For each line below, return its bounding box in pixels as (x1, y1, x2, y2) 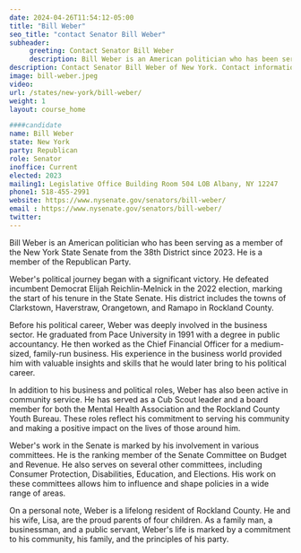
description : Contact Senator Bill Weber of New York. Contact (9, 64, 251, 73)
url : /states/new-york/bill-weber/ (9, 88, 142, 97)
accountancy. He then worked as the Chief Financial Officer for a (9, 338, 249, 350)
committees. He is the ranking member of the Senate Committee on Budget (9, 449, 288, 460)
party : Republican (9, 146, 78, 155)
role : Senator (9, 154, 63, 163)
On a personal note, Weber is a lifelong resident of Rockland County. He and (9, 505, 291, 515)
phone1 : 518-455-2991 (9, 187, 90, 197)
